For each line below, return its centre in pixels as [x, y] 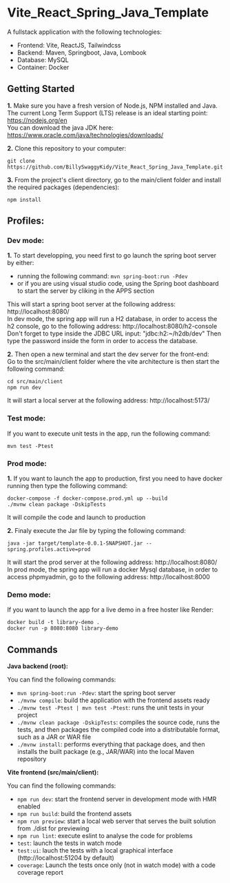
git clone [21, 161]
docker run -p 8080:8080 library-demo [63, 629]
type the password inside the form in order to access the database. [103, 341]
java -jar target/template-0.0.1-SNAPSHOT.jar [75, 543]
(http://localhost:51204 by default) [66, 858]
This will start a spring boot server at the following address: [91, 304]
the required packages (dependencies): [63, 187]
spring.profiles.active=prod [49, 550]
